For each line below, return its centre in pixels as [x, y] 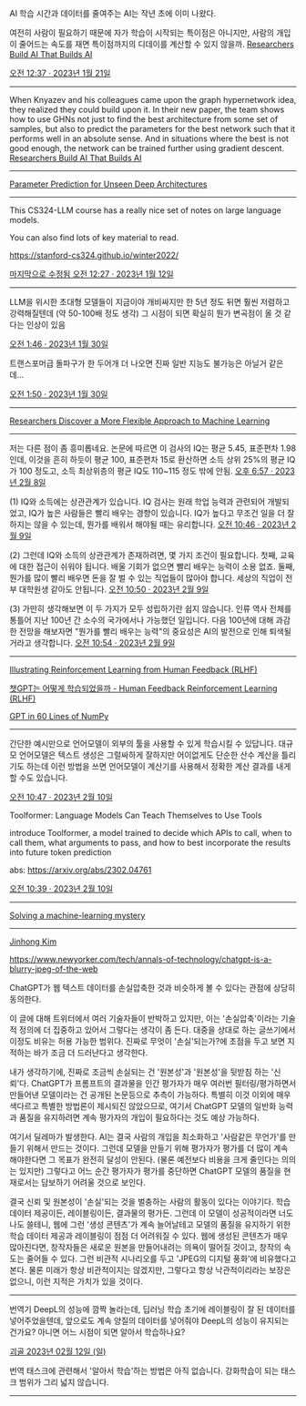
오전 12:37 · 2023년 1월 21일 [60, 73]
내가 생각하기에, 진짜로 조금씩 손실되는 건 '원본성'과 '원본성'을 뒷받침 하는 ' [142, 1072]
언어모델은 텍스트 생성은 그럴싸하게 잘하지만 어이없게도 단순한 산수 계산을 [149, 755]
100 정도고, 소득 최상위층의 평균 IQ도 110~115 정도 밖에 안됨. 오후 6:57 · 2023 [157, 471]
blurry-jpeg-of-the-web [54, 969]
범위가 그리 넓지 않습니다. [64, 1382]
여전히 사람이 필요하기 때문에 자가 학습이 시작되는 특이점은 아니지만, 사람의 [142, 33]
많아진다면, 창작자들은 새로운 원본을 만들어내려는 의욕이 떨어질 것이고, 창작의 [146, 1247]
